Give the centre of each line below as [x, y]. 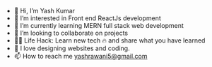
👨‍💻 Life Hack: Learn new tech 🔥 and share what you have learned [110, 40]
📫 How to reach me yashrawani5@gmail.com [81, 56]
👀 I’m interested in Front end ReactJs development [87, 18]
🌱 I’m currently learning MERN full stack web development [99, 25]
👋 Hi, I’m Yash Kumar [45, 11]
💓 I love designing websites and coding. [72, 48]
